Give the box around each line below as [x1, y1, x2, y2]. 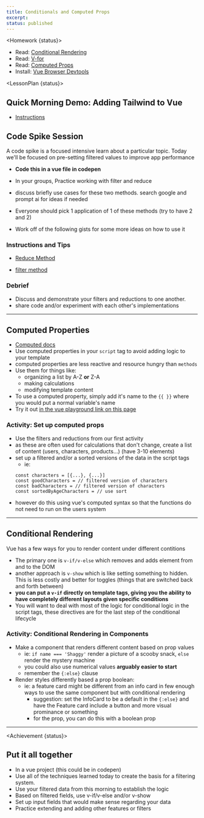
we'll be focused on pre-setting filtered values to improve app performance [6, 154, 195, 161]
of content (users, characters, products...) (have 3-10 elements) [15, 447, 175, 455]
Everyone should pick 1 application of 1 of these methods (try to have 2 [15, 207, 193, 215]
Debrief [6, 281, 29, 290]
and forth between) [15, 582, 64, 589]
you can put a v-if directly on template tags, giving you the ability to [15, 589, 191, 596]
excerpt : [6, 15, 29, 21]
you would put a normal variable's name [15, 399, 115, 407]
